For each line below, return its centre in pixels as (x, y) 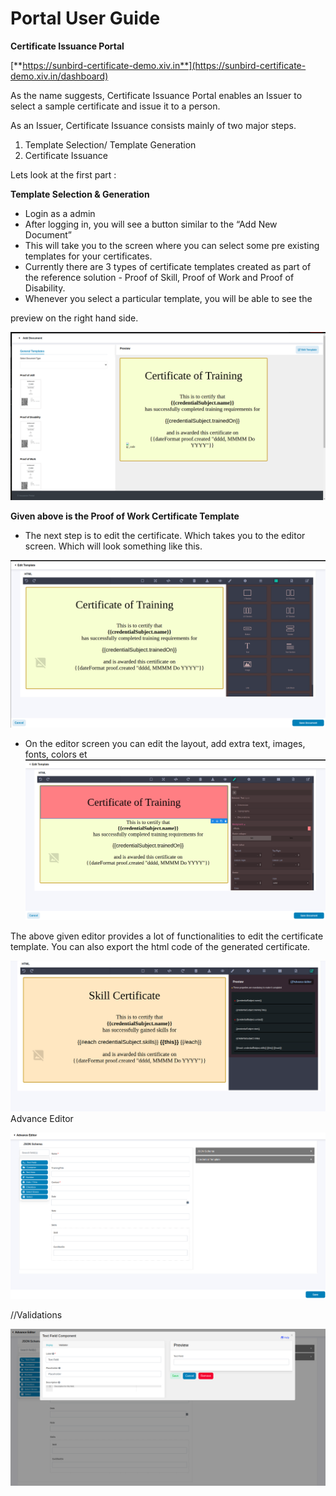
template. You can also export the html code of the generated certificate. (160, 946)
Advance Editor (42, 1118)
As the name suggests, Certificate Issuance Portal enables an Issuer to (156, 95)
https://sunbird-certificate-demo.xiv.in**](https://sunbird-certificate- (164, 65)
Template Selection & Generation (80, 194)
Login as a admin (60, 213)
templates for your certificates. (88, 256)
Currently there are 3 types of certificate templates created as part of (168, 266)
